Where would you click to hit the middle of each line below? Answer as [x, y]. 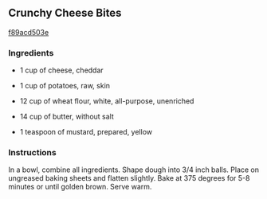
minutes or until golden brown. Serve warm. [80, 187]
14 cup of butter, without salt [67, 117]
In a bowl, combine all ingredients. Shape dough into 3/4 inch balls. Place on [134, 170]
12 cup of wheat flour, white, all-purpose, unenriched [107, 101]
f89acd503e [29, 32]
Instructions [33, 153]
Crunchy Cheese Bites [65, 13]
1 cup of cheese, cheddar [61, 70]
